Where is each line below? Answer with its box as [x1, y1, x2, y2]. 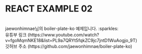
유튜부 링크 [5, 31, 27, 37]
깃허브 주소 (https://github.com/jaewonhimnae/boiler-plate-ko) [5, 43, 133, 49]
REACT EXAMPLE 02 [5, 3, 93, 14]
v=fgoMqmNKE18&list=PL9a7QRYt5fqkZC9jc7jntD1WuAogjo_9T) [5, 37, 138, 43]
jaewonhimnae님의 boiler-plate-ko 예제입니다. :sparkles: [5, 25, 119, 31]
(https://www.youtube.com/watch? [27, 31, 100, 37]
